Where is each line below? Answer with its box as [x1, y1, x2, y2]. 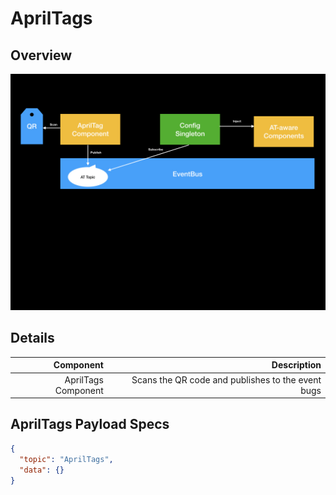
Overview [10, 47, 73, 64]
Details [10, 330, 55, 347]
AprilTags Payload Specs [10, 416, 170, 433]
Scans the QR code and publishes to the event [131, 373, 322, 386]
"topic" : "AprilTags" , [19, 454, 114, 464]
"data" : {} [19, 465, 65, 475]
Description [271, 359, 322, 371]
